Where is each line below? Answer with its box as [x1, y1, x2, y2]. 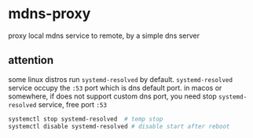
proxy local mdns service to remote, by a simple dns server [8, 31, 200, 40]
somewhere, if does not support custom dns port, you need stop [8, 91, 218, 101]
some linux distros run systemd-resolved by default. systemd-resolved [8, 74, 233, 84]
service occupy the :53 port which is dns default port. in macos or [8, 83, 222, 92]
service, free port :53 [38, 99, 108, 109]
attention [8, 54, 54, 67]
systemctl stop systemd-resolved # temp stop [8, 115, 163, 123]
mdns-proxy [8, 5, 91, 23]
